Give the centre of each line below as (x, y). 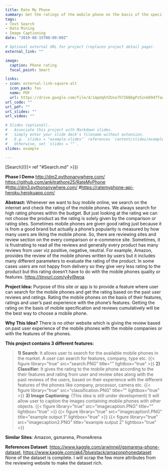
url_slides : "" (21, 111)
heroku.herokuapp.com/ (30, 193)
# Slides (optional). (28, 125)
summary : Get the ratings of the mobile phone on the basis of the (77, 15)
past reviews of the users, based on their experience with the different (90, 380)
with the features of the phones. (38, 334)
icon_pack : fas (25, 88)
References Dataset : (27, 447)
